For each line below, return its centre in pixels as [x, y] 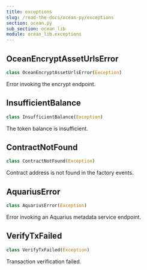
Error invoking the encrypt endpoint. [51, 84]
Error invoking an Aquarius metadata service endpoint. [74, 217]
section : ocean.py [29, 23]
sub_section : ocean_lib [36, 29]
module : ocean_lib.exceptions [44, 34]
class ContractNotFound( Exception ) [51, 161]
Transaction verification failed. [44, 261]
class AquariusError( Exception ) [46, 206]
